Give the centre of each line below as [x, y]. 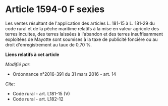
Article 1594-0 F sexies [55, 9]
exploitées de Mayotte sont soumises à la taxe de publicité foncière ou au [81, 39]
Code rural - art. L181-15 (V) [41, 93]
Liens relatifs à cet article [32, 55]
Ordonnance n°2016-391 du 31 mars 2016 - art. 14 [64, 74]
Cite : [10, 84]
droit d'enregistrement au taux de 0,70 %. [49, 44]
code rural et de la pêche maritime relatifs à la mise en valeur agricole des [82, 28]
